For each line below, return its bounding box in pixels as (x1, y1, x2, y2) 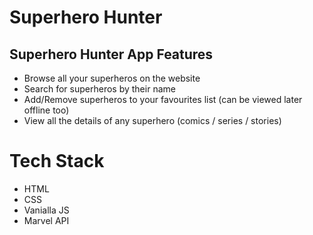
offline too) (23, 104, 70, 116)
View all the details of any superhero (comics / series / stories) (23, 115, 282, 126)
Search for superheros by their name (23, 83, 176, 95)
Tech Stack (9, 150, 105, 173)
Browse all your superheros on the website (23, 72, 201, 84)
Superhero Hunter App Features (9, 46, 214, 63)
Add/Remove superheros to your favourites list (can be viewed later (23, 94, 303, 105)
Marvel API (23, 214, 70, 226)
